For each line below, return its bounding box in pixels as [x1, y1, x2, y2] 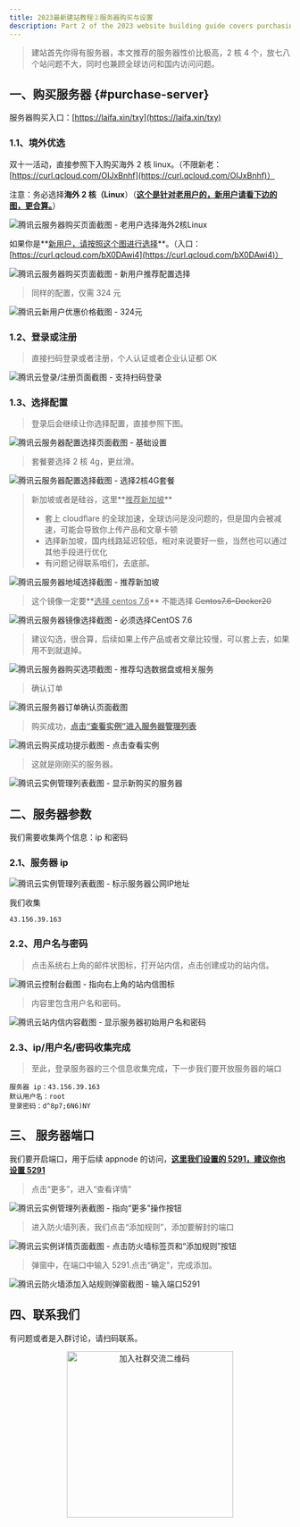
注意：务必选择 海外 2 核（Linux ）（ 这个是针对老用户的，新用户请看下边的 [9, 189, 278, 199]
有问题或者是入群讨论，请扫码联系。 [9, 1332, 143, 1343]
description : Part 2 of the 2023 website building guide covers [9, 21, 254, 30]
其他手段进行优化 [44, 547, 108, 558]
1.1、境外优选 [9, 137, 65, 149]
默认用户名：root [9, 1092, 65, 1101]
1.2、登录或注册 [9, 331, 78, 343]
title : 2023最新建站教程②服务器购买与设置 [9, 13, 154, 22]
